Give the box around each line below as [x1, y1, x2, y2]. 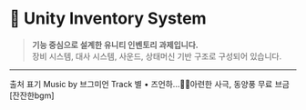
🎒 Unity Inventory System [9, 8, 207, 29]
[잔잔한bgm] [9, 90, 55, 101]
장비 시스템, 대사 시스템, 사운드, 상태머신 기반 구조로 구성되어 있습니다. [31, 50, 282, 62]
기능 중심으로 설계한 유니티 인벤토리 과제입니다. [31, 39, 199, 50]
